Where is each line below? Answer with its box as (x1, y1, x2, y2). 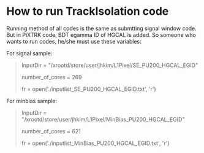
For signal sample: (6, 49, 53, 57)
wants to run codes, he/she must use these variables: (6, 37, 142, 45)
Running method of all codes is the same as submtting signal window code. (6, 25, 197, 32)
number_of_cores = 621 (21, 127, 81, 135)
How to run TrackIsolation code (6, 4, 169, 18)
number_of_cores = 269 (21, 73, 82, 80)
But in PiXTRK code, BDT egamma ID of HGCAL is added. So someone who (6, 31, 196, 38)
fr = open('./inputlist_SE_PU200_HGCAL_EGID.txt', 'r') (21, 85, 156, 93)
